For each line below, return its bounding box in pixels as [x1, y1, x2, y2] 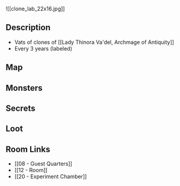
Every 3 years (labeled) [14, 45, 73, 52]
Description [5, 22, 51, 33]
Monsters [5, 82, 43, 93]
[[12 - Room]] [14, 167, 48, 174]
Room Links [5, 144, 51, 154]
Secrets [5, 103, 36, 113]
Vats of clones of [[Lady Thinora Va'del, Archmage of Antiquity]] [14, 39, 175, 46]
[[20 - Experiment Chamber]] [14, 173, 87, 180]
